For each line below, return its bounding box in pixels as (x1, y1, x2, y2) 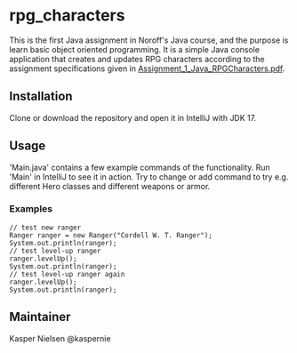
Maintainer (9, 309, 71, 325)
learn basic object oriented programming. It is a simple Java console (9, 44, 261, 54)
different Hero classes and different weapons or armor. (9, 181, 211, 191)
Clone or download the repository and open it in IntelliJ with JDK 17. (9, 112, 256, 123)
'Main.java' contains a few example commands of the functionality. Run (9, 162, 271, 172)
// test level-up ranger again (9, 269, 125, 278)
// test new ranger (9, 223, 82, 232)
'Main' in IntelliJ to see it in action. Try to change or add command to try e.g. (9, 171, 289, 182)
